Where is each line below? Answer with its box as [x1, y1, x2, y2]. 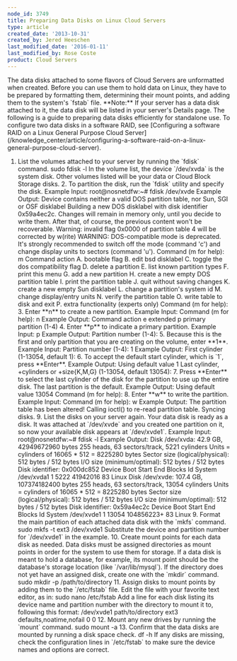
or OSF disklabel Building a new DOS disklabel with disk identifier [17, 202, 209, 211]
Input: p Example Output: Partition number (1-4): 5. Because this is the [17, 329, 222, 338]
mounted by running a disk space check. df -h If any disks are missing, [17, 630, 225, 638]
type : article [7, 23, 50, 30]
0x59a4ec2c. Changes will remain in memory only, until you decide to [17, 209, 221, 218]
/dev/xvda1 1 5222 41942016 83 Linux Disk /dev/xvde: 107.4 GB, [17, 472, 203, 481]
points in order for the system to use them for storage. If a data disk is [17, 547, 221, 556]
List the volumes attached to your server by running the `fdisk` [17, 157, 200, 165]
